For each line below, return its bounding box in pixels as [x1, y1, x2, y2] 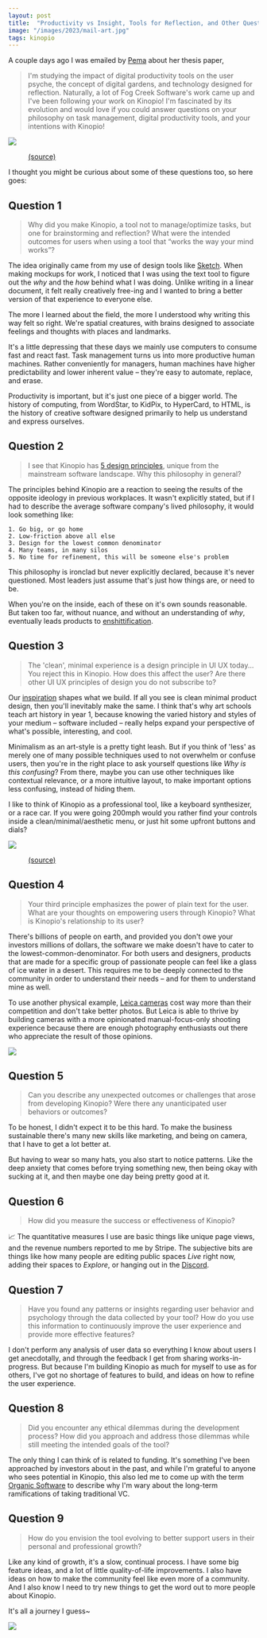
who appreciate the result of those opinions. [8, 1031, 153, 1041]
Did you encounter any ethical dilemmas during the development [27, 1423, 240, 1432]
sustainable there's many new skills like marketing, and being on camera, [8, 1131, 248, 1140]
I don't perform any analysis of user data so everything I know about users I [8, 1345, 257, 1354]
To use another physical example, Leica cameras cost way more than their [8, 997, 252, 1007]
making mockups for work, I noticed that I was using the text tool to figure [8, 269, 250, 279]
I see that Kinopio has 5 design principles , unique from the [27, 460, 219, 470]
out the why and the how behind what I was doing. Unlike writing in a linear [8, 277, 254, 287]
